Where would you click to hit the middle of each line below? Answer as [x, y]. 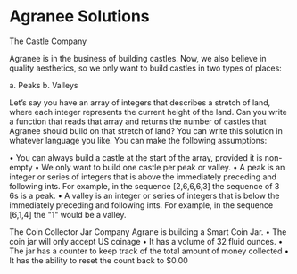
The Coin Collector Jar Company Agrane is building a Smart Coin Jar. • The [148, 232]
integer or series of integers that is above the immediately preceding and [143, 177]
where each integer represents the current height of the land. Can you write [148, 112]
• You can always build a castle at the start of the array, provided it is [136, 157]
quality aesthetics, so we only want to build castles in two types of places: [146, 68]
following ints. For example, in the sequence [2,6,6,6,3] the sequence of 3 [144, 186]
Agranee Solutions [79, 17]
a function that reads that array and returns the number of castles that [138, 121]
